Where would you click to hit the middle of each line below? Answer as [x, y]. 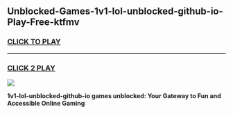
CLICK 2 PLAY [31, 68]
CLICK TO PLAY [34, 42]
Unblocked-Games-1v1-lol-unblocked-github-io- [115, 11]
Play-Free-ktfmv [43, 22]
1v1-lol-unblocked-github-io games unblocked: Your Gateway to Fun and [114, 95]
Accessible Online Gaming [46, 103]
